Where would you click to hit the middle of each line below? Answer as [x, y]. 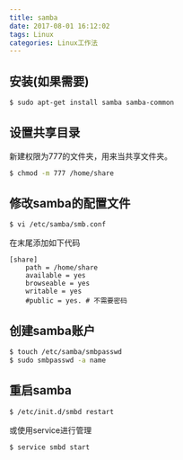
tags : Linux [31, 34]
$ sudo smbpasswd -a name [57, 360]
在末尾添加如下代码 [45, 243]
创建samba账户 [52, 330]
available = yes [56, 276]
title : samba [34, 18]
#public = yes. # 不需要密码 [76, 301]
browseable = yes [58, 284]
